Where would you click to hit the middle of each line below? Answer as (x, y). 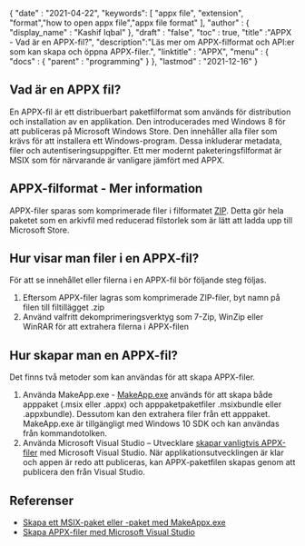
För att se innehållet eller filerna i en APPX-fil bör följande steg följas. (138, 280)
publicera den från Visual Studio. (84, 472)
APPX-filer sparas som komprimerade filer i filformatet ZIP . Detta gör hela (147, 210)
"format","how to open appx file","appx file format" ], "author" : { (129, 23)
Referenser (42, 500)
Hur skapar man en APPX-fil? (94, 355)
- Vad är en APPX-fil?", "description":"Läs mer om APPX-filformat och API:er (152, 42)
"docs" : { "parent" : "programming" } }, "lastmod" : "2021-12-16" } (134, 61)
